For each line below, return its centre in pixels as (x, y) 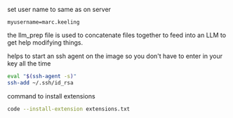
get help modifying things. (45, 43)
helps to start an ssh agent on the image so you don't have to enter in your (115, 56)
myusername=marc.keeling (44, 22)
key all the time (29, 64)
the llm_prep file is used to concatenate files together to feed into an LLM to (117, 35)
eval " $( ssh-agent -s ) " (42, 76)
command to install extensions (52, 96)
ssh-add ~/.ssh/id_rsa (40, 82)
